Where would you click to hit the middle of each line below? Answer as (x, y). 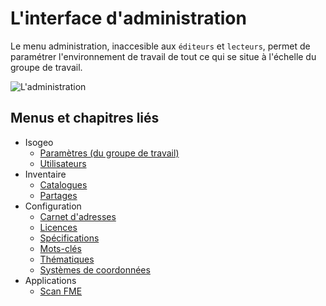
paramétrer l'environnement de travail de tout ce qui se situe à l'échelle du (163, 56)
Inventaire (45, 174)
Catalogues (63, 184)
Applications (50, 280)
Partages (58, 195)
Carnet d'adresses (78, 216)
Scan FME (61, 291)
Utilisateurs (63, 163)
